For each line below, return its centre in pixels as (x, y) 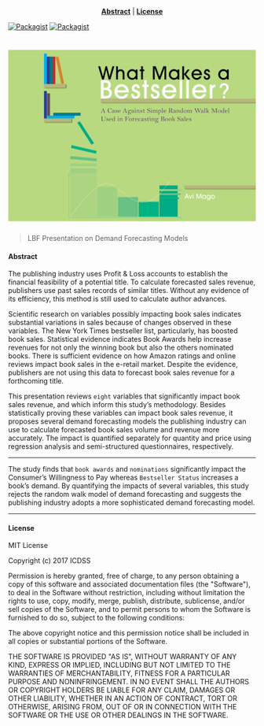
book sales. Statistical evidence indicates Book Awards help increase (120, 339)
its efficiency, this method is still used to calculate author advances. (118, 299)
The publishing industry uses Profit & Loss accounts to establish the (118, 274)
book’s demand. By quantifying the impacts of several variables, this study (128, 486)
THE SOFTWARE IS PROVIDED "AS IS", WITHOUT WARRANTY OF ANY (123, 657)
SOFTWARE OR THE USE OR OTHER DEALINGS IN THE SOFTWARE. (118, 715)
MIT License (28, 546)
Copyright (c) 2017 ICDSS (49, 561)
